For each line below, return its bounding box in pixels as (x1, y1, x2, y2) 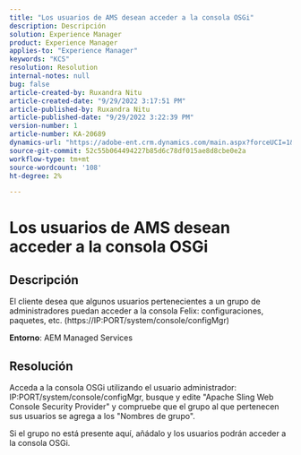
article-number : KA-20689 (9, 130, 106, 139)
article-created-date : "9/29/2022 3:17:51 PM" (9, 96, 186, 106)
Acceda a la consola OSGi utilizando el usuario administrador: (9, 382, 237, 393)
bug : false (9, 80, 50, 89)
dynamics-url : (9, 138, 63, 147)
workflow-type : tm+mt (9, 154, 90, 164)
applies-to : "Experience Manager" (9, 47, 139, 56)
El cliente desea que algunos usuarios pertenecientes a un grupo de (9, 296, 262, 307)
